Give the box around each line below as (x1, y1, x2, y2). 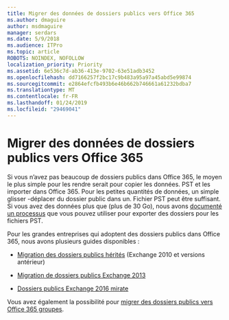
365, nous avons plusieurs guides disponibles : (7, 237, 140, 245)
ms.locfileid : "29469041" (7, 106, 81, 113)
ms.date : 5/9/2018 (7, 36, 60, 43)
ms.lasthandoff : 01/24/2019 (7, 100, 88, 106)
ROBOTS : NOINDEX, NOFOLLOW (7, 55, 84, 62)
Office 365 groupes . (7, 305, 64, 313)
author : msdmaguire (7, 23, 63, 30)
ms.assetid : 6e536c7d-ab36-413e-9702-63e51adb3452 (7, 67, 155, 74)
